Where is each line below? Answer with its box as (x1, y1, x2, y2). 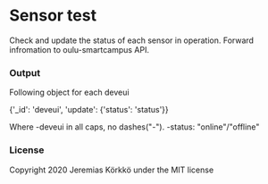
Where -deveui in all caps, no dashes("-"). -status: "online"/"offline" (9, 121, 260, 132)
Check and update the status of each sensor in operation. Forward (9, 35, 255, 46)
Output (9, 66, 41, 79)
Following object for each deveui (9, 87, 130, 98)
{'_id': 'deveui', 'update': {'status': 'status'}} (9, 105, 170, 115)
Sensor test (9, 5, 96, 26)
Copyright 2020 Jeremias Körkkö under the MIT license (9, 164, 214, 175)
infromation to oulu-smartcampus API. (9, 44, 150, 54)
